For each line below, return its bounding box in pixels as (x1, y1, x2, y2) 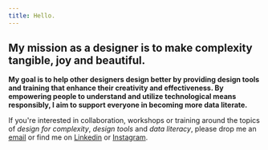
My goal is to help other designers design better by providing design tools (8, 75, 260, 85)
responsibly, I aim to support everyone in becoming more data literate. (8, 101, 248, 110)
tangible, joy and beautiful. (8, 53, 146, 68)
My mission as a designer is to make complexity (8, 41, 253, 55)
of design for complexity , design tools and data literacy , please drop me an (8, 124, 257, 134)
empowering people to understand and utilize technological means (8, 92, 237, 101)
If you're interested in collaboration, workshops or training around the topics (8, 116, 261, 125)
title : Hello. (8, 11, 56, 20)
